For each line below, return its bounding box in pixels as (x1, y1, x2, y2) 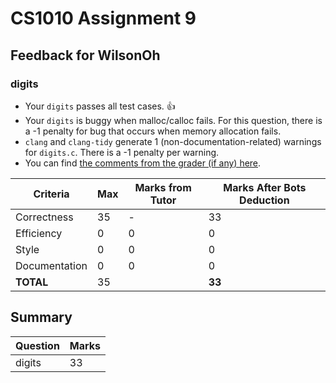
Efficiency (15, 226, 63, 240)
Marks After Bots (223, 180, 307, 194)
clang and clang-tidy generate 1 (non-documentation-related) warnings (24, 135, 322, 147)
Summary (10, 309, 73, 326)
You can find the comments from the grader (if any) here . (24, 157, 262, 169)
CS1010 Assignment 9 (10, 7, 197, 30)
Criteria (33, 187, 70, 201)
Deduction (239, 193, 290, 207)
